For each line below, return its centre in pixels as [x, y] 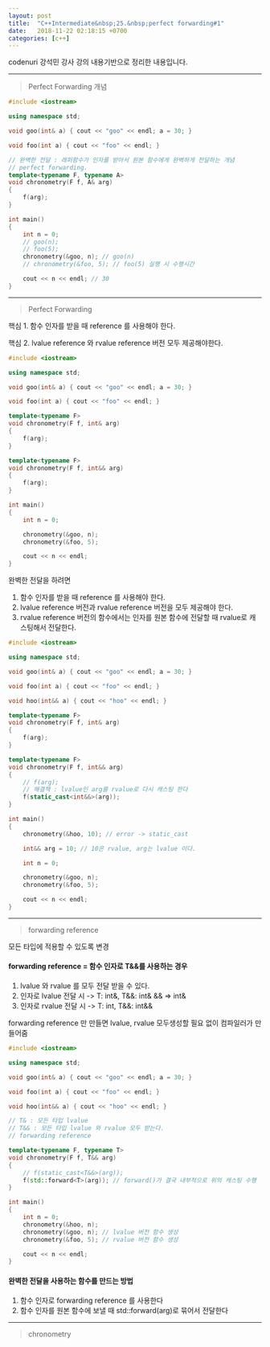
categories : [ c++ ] [39, 38]
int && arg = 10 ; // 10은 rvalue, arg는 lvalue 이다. [110, 848]
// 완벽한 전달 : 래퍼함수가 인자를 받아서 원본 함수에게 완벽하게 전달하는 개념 [122, 160]
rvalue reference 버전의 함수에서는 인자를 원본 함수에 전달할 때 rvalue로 [133, 618]
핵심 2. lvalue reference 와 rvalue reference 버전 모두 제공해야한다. [116, 343]
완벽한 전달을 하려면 [39, 581]
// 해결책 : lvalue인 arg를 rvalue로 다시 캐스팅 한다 [105, 790]
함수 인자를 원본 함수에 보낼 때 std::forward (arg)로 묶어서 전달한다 [124, 1310]
